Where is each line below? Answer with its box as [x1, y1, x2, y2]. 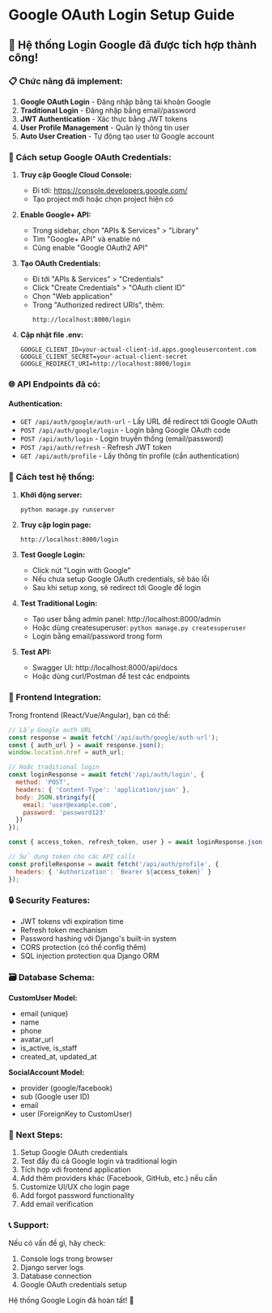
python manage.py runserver [19, 505, 115, 514]
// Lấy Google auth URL [8, 725, 92, 734]
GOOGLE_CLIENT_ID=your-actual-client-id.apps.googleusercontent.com [19, 346, 257, 354]
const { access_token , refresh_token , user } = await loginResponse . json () [8, 838, 270, 846]
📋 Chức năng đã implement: [8, 75, 123, 87]
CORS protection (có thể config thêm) [19, 942, 147, 952]
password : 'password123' [23, 808, 107, 816]
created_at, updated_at [19, 1052, 97, 1062]
